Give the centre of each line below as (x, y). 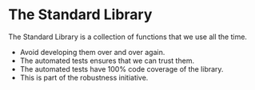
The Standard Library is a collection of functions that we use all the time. (128, 37)
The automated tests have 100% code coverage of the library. (122, 68)
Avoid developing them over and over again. (92, 52)
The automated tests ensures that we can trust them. (107, 61)
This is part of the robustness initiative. (84, 77)
